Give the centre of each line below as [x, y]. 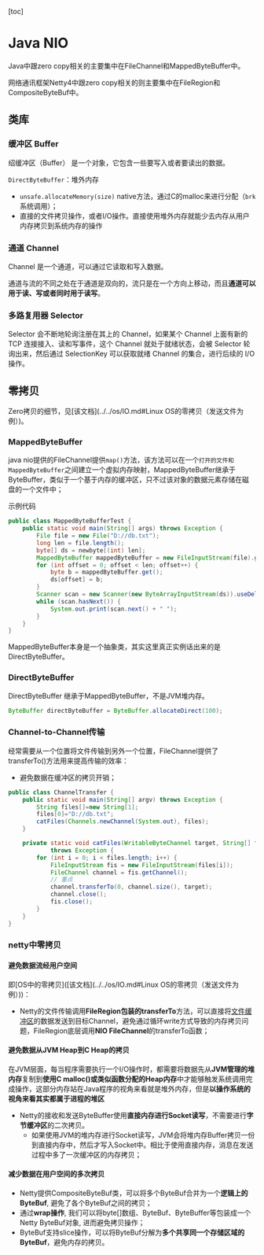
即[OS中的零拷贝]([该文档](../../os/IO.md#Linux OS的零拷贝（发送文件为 [124, 984]
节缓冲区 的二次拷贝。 [54, 1125]
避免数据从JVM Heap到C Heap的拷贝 [69, 1050]
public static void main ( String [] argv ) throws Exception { [123, 799]
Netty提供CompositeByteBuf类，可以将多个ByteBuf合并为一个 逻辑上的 [134, 1193]
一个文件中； [42, 489]
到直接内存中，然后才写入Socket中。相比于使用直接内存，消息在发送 [142, 1145]
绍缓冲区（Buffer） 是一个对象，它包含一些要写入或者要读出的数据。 [119, 162]
